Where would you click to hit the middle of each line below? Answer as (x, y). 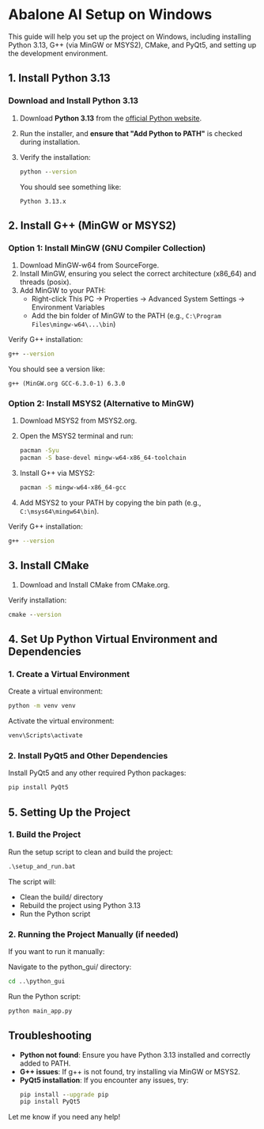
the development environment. (58, 53)
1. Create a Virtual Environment (69, 674)
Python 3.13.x (43, 201)
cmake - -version (35, 614)
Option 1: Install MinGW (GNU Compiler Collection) (107, 248)
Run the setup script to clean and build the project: (91, 852)
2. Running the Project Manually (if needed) (94, 934)
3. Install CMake (49, 566)
